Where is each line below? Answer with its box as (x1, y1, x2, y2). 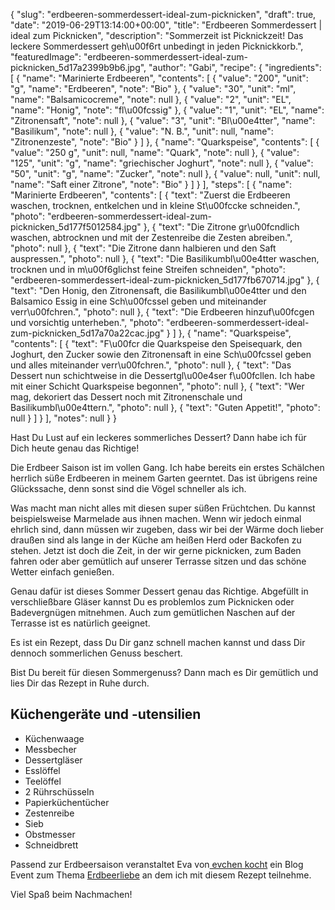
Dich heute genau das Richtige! (10, 442, 140, 454)
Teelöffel (24, 775, 62, 787)
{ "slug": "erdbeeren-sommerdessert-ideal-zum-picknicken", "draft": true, (10, 9, 317, 20)
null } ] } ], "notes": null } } (10, 412, 118, 424)
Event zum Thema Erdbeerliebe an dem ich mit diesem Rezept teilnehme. (10, 869, 312, 881)
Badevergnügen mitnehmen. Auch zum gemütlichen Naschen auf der (10, 607, 296, 618)
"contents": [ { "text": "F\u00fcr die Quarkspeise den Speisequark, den (10, 338, 303, 349)
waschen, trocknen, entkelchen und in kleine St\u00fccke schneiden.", (10, 200, 301, 211)
